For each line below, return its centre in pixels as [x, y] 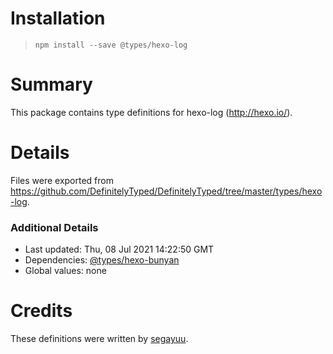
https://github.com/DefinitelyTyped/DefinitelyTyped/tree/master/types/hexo [166, 191]
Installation [58, 18]
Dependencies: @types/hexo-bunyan [102, 260]
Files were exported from [62, 180]
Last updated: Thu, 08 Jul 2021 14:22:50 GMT [119, 249]
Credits [41, 311]
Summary [51, 84]
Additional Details [54, 227]
